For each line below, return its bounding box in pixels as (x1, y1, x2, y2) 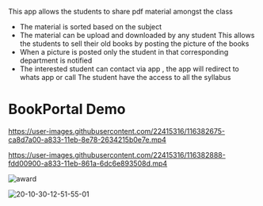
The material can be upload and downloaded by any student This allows (19, 31, 255, 40)
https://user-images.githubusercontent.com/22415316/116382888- (8, 150, 226, 159)
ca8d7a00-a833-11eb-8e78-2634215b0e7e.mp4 (8, 135, 166, 144)
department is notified (19, 55, 93, 65)
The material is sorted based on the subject (19, 22, 162, 31)
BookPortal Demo (8, 101, 126, 118)
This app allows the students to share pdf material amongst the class (8, 7, 234, 16)
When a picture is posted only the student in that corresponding (19, 48, 229, 56)
